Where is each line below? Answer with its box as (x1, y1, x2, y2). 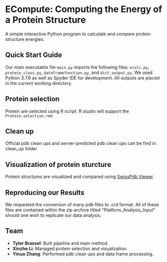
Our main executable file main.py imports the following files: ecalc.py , (5, 64, 149, 70)
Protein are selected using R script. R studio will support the (5, 108, 129, 114)
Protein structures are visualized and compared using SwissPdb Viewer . (5, 173, 154, 180)
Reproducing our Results (5, 188, 85, 197)
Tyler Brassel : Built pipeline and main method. (12, 240, 109, 246)
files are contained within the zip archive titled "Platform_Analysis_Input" (5, 207, 156, 213)
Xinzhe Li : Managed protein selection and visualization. (12, 245, 128, 251)
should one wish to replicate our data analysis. (5, 212, 102, 218)
